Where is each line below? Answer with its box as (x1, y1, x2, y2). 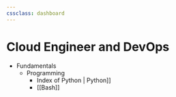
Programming (26, 69, 65, 77)
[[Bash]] (36, 83, 60, 92)
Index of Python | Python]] (36, 76, 111, 84)
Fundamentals (16, 62, 57, 70)
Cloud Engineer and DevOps (6, 39, 170, 54)
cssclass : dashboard (6, 9, 65, 17)
